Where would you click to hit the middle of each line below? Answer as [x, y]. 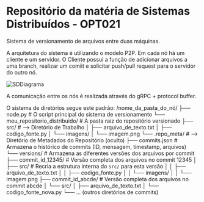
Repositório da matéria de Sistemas [98, 11]
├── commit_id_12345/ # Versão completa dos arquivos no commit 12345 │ [102, 159]
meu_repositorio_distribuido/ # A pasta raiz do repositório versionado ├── [100, 121]
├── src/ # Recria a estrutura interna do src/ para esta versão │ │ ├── [96, 166]
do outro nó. [22, 72]
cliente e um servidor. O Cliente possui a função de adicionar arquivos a [97, 59]
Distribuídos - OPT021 [64, 24]
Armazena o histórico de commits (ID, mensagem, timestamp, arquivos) [97, 146]
